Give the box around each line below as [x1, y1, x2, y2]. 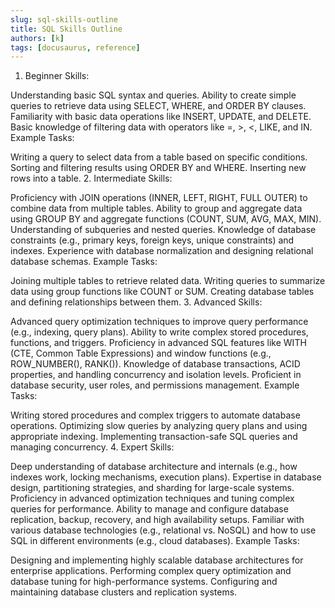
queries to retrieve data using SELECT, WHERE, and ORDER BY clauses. [10, 100, 307, 112]
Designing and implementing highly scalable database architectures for [10, 554, 304, 566]
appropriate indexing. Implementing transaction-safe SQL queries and [10, 431, 298, 443]
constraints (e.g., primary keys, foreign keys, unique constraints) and [10, 234, 295, 246]
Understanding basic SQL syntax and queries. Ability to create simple [10, 89, 297, 101]
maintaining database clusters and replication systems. [10, 586, 238, 598]
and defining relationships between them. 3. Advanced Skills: [10, 296, 263, 308]
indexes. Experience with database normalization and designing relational [10, 245, 314, 257]
